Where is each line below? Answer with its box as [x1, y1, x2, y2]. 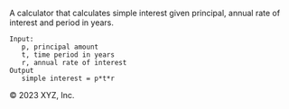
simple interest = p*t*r [21, 74, 116, 83]
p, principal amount [21, 42, 99, 51]
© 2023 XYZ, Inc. [9, 90, 75, 100]
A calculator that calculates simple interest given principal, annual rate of [9, 8, 281, 18]
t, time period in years [21, 50, 116, 59]
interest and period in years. [9, 17, 115, 28]
